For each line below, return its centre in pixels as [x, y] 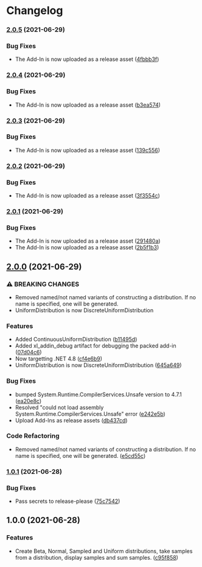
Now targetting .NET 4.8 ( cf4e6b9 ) [58, 359]
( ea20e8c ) [28, 401]
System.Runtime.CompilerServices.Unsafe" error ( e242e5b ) [90, 414]
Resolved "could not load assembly [59, 407]
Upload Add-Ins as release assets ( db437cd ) [71, 420]
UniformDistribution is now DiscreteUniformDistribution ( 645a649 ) [98, 365]
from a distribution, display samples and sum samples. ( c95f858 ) [96, 557]
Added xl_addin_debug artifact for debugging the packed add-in [96, 346]
